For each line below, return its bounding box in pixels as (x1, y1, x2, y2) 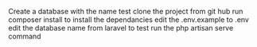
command (8, 31, 41, 41)
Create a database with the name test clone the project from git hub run (8, 7, 243, 16)
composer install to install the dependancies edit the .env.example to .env (8, 15, 249, 24)
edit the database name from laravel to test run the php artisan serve (8, 23, 234, 32)
